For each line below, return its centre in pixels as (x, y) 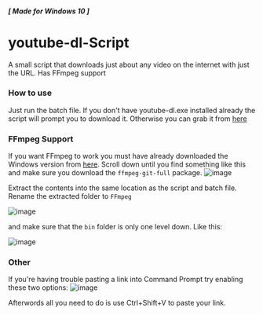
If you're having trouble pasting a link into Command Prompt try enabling (126, 280)
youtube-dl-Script (69, 42)
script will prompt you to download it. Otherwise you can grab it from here (128, 119)
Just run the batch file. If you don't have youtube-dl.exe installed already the (132, 110)
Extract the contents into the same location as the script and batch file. (122, 188)
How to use (30, 93)
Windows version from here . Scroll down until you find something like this (127, 164)
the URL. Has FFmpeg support (57, 73)
